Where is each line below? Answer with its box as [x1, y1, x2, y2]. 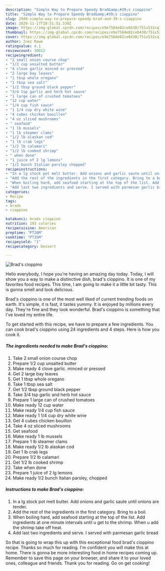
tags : [5, 199, 17, 203]
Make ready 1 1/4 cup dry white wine [12, 413, 87, 419]
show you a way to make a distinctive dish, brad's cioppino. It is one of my [5, 276, 156, 282]
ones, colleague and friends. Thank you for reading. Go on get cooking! [5, 560, 150, 566]
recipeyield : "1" [5, 239, 41, 244]
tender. [12, 504, 27, 510]
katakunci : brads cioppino [5, 217, 61, 222]
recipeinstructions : [5, 167, 48, 172]
